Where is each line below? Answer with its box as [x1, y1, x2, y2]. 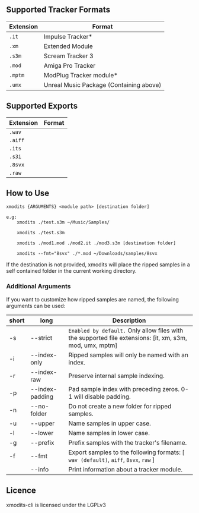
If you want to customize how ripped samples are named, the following [6, 295, 179, 303]
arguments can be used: [6, 302, 66, 309]
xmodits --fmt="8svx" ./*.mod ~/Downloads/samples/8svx [17, 251, 158, 257]
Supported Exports [6, 101, 78, 111]
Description [112, 316, 146, 325]
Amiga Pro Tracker [43, 61, 96, 70]
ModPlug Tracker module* [43, 71, 118, 79]
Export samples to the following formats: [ [68, 448, 185, 457]
